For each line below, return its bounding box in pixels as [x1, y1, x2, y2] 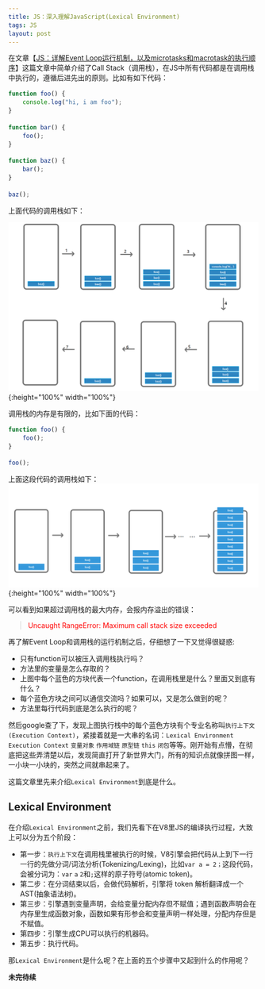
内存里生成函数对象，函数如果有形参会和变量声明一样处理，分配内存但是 [19, 909, 256, 918]
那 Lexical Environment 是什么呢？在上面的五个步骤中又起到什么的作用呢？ [8, 955, 250, 964]
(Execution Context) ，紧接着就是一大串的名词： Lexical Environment [8, 730, 234, 740]
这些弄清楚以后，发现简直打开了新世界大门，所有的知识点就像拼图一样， [21, 750, 259, 760]
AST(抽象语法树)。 [19, 889, 81, 899]
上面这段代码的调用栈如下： [8, 475, 99, 484]
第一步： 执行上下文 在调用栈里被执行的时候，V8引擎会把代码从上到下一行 [19, 849, 254, 859]
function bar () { [8, 123, 66, 131]
